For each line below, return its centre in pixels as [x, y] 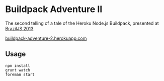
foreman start [20, 74]
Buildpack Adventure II [54, 9]
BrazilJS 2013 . [20, 28]
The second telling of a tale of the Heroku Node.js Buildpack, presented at [82, 23]
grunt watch [18, 70]
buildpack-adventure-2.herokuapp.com [46, 38]
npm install [18, 66]
